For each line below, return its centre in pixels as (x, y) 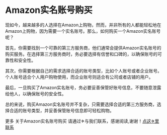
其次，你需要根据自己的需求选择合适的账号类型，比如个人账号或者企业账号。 (83, 70)
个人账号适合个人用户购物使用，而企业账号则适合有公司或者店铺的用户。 (79, 77)
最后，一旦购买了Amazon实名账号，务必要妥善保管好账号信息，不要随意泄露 (83, 87)
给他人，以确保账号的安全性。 (36, 94)
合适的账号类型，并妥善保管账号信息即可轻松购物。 (62, 110)
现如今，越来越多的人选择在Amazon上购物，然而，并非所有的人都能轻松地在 (83, 25)
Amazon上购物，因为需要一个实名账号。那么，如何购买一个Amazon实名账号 (83, 31)
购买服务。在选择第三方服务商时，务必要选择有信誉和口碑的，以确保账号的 (81, 54)
